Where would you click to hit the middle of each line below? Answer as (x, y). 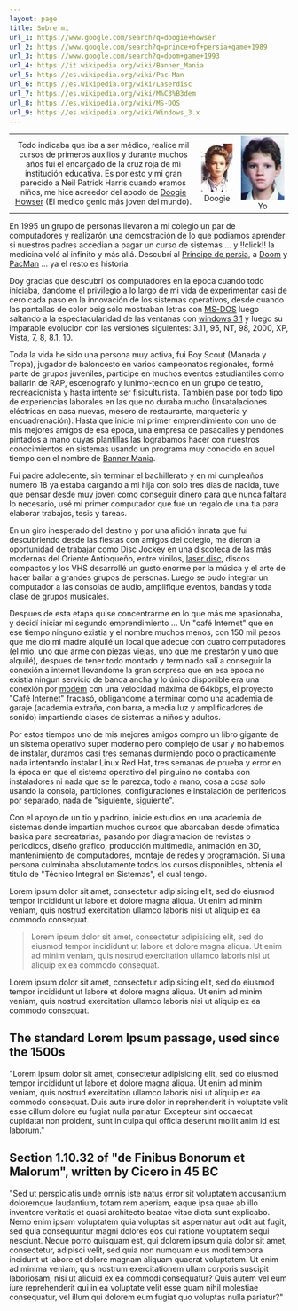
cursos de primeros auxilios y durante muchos (103, 154)
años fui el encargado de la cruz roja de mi (104, 163)
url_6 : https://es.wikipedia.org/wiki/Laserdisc (101, 84)
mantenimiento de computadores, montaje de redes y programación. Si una (147, 855)
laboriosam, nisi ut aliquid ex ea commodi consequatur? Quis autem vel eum (148, 1278)
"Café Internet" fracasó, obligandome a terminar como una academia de (141, 698)
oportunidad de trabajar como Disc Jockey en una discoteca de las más (141, 549)
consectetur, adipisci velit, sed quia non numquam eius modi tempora (136, 1250)
